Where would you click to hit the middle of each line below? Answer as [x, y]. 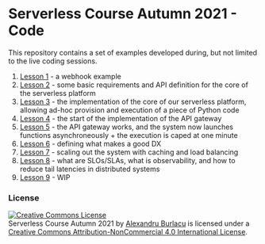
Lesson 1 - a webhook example [70, 76]
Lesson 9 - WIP [45, 177]
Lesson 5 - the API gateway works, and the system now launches [127, 127]
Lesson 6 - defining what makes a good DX [90, 143]
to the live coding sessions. [53, 61]
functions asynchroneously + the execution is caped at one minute [129, 135]
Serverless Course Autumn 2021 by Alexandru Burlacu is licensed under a [129, 223]
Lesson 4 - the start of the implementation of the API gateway [121, 118]
